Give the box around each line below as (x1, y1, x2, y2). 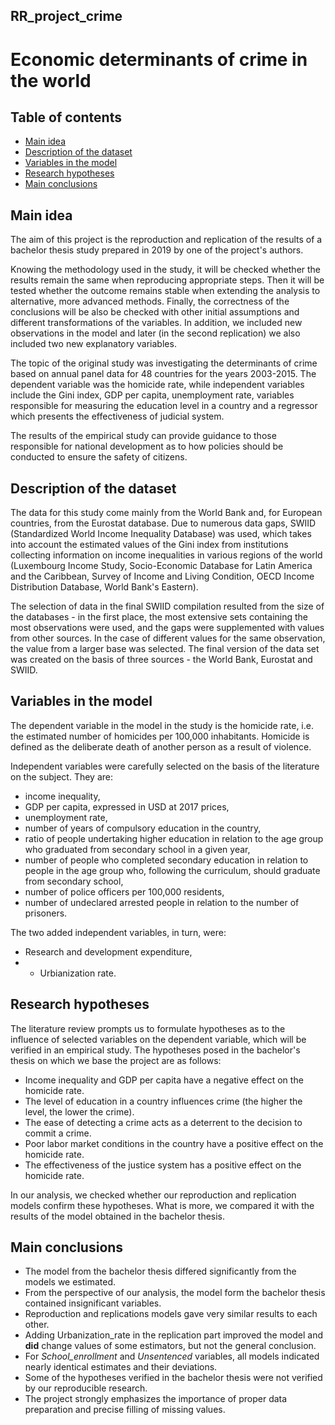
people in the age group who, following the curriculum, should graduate (24, 864, 321, 876)
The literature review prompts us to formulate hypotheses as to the (10, 1022, 286, 1034)
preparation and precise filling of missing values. (24, 1404, 226, 1416)
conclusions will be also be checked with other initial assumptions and (10, 306, 300, 318)
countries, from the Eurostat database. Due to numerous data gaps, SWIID (10, 517, 317, 529)
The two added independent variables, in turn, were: (10, 926, 227, 938)
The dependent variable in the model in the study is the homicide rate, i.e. (10, 719, 314, 731)
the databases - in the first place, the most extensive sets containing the (10, 611, 308, 623)
